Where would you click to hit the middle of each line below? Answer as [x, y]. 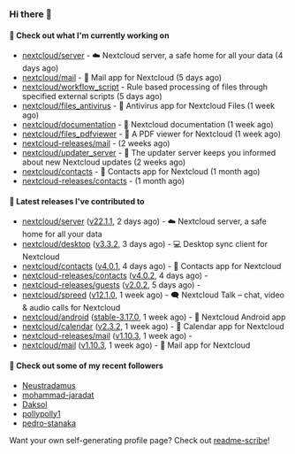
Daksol [34, 404]
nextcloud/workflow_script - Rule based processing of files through [144, 87]
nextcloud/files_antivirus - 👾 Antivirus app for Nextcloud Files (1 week [148, 106]
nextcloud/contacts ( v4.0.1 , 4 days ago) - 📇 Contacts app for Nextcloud [151, 266]
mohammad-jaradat [58, 395]
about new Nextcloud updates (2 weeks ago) [104, 162]
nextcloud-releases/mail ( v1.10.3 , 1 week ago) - [107, 336]
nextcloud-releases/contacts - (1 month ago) [103, 181]
